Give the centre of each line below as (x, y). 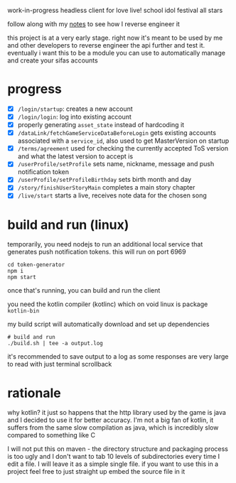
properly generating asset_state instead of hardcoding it (101, 125)
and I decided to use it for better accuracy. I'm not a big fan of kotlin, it (111, 420)
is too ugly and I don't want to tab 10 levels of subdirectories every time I (114, 457)
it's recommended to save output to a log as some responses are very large (118, 357)
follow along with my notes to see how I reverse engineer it (93, 24)
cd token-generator (36, 265)
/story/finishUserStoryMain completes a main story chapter (106, 188)
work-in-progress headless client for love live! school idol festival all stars (115, 10)
